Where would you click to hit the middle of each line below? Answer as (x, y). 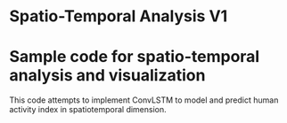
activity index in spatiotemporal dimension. (88, 110)
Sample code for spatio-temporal (135, 57)
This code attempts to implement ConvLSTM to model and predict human (144, 100)
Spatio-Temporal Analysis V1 (119, 16)
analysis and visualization (107, 76)
